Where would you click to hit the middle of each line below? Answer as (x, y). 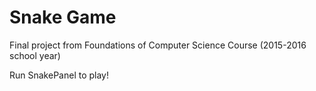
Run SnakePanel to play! (59, 75)
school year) (35, 55)
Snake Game (63, 17)
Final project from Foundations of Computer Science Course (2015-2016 (158, 45)
